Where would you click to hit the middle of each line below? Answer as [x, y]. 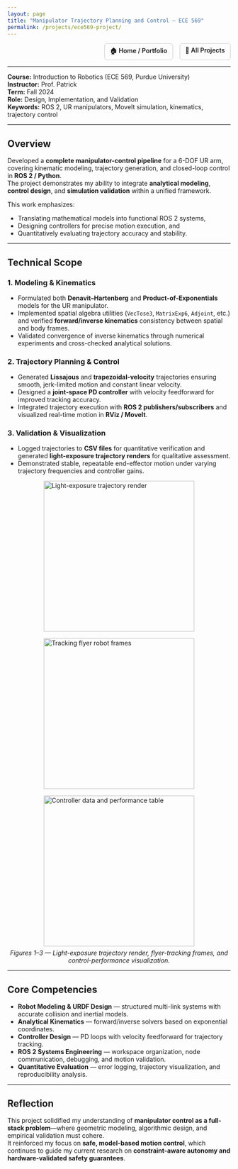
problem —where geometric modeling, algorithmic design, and [116, 1128]
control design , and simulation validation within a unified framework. [109, 191]
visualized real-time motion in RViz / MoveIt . [83, 415]
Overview [29, 144]
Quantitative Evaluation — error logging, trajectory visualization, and [119, 1067]
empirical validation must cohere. [56, 1136]
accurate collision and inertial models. [73, 1014]
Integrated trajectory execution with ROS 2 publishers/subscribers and [122, 407]
